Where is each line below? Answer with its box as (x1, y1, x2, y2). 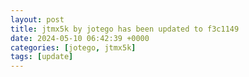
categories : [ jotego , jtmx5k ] (10, 42, 137, 53)
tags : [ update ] (10, 52, 74, 62)
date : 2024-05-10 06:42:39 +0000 (10, 33, 150, 43)
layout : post (10, 14, 65, 25)
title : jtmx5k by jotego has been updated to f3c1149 (10, 24, 240, 34)
